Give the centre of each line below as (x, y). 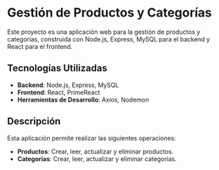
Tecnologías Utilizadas (57, 68)
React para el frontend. (40, 46)
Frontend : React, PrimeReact (58, 92)
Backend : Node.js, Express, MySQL (68, 85)
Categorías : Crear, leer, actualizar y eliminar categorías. (97, 159)
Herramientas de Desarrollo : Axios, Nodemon (83, 100)
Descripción (34, 121)
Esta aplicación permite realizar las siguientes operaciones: (92, 138)
